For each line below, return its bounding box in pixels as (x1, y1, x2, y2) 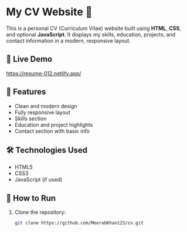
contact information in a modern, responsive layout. (6, 37, 131, 44)
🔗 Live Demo (6, 54, 53, 64)
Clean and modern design (14, 102, 77, 109)
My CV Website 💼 (6, 5, 93, 19)
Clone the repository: (14, 209, 66, 216)
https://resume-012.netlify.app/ (6, 70, 81, 77)
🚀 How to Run (6, 193, 56, 203)
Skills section (14, 115, 47, 122)
